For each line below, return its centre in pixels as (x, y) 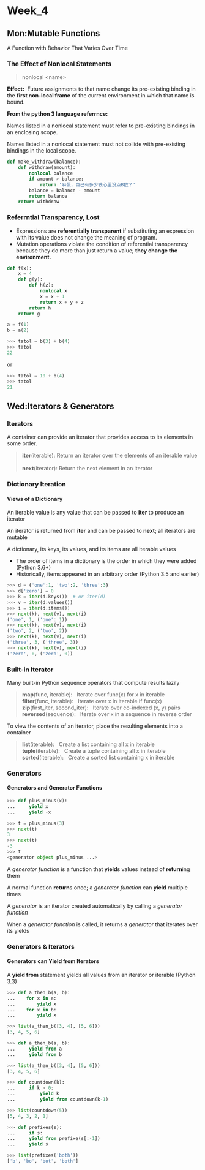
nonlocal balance (51, 173)
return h (40, 308)
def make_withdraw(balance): (44, 162)
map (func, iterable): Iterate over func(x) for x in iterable (93, 694)
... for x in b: (32, 1010)
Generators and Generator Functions (55, 788)
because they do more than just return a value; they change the (97, 250)
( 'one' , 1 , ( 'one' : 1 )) (37, 619)
